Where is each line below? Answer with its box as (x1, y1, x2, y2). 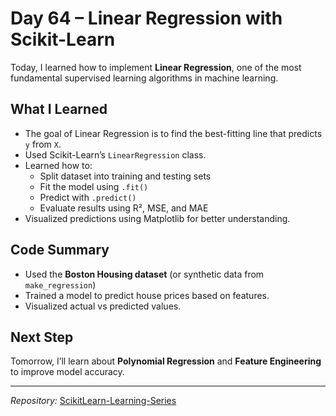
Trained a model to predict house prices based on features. (24, 289, 270, 301)
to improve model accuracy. (10, 366, 125, 378)
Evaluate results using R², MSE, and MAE (39, 202, 209, 214)
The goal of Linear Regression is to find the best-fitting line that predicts (24, 127, 323, 139)
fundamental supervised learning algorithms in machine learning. (10, 72, 279, 84)
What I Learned (10, 101, 108, 118)
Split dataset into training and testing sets (39, 170, 212, 182)
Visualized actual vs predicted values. (24, 300, 182, 312)
